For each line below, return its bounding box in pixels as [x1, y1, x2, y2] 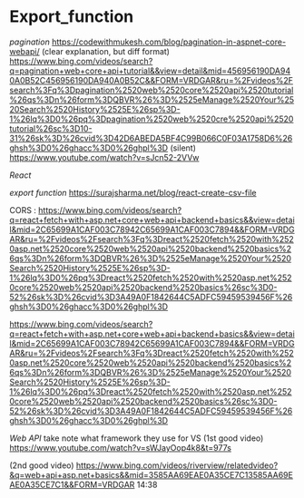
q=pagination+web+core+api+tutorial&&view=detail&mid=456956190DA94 [9, 65, 291, 76]
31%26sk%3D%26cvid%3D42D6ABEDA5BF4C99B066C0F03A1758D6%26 [9, 132, 293, 143]
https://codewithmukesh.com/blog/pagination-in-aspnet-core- [51, 36, 287, 47]
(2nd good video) [9, 460, 74, 471]
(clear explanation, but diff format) [41, 45, 171, 56]
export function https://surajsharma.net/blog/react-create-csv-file [9, 187, 257, 198]
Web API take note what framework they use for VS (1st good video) [9, 433, 264, 444]
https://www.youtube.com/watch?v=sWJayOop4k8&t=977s [9, 442, 231, 453]
